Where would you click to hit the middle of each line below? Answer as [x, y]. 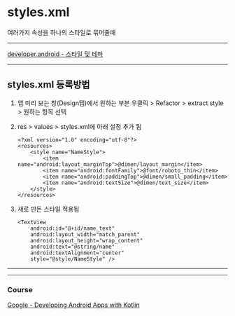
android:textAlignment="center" [77, 253]
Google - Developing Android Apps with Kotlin [73, 305]
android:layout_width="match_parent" [85, 234]
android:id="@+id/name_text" [73, 228]
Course [20, 289]
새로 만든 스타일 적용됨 [48, 209]
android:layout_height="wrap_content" [87, 240]
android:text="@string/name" [73, 247]
